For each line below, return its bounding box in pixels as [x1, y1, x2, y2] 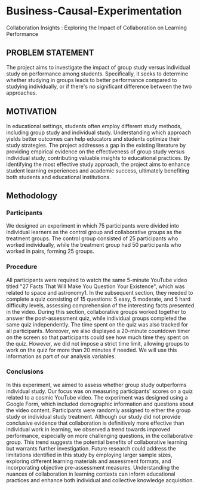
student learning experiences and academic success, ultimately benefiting [6, 167, 190, 174]
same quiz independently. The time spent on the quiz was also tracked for [6, 320, 189, 328]
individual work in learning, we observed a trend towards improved [6, 425, 171, 432]
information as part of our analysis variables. [6, 352, 116, 360]
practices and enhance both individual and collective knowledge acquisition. [6, 476, 194, 483]
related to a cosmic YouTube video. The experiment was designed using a [6, 394, 188, 401]
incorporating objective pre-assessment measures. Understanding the [6, 464, 179, 471]
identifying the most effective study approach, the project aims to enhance [6, 161, 190, 168]
